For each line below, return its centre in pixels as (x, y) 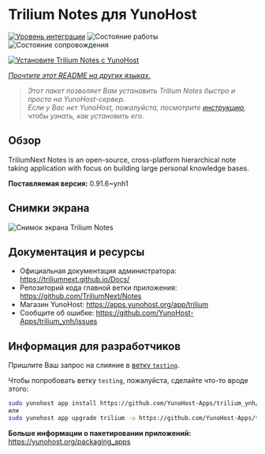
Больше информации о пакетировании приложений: (100, 433)
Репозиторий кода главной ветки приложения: (98, 288)
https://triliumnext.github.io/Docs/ (75, 280)
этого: (19, 389)
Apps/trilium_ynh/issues (58, 321)
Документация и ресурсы (77, 251)
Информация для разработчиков (95, 346)
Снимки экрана (49, 208)
